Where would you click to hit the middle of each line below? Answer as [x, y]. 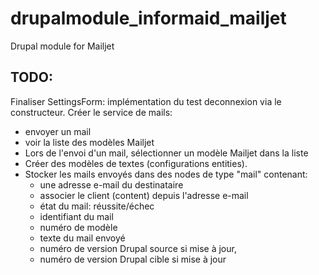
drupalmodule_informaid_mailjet [148, 18]
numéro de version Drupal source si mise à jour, [138, 248]
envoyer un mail [58, 131]
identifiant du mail [76, 216]
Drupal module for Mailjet [62, 46]
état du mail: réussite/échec [97, 206]
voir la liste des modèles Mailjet [89, 142]
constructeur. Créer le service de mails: [91, 112]
